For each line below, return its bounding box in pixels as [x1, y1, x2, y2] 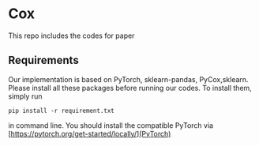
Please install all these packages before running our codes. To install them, [8, 83, 253, 92]
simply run [8, 92, 43, 101]
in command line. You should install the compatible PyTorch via [8, 120, 214, 130]
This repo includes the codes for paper [8, 31, 135, 40]
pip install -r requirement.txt [8, 107, 114, 114]
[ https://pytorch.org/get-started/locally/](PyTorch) [8, 129, 171, 138]
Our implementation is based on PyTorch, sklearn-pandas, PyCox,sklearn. [8, 74, 249, 84]
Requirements [8, 54, 79, 67]
